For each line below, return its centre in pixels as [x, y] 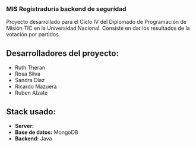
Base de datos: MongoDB [46, 132]
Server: [24, 126]
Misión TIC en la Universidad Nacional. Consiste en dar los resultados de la [98, 28]
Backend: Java [33, 138]
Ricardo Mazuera [36, 87]
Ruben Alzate [31, 93]
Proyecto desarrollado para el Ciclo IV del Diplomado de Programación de [97, 22]
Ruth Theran [30, 68]
